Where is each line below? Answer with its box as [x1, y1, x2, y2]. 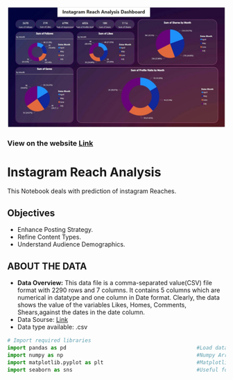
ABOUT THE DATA [7, 260, 87, 272]
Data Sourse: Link [17, 316, 68, 324]
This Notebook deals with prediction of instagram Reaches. [7, 187, 177, 195]
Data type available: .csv [17, 323, 88, 332]
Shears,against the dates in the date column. [17, 308, 146, 316]
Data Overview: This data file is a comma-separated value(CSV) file [17, 279, 213, 287]
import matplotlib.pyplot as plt [7, 359, 104, 366]
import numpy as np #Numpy [7, 352, 216, 359]
